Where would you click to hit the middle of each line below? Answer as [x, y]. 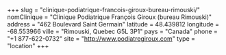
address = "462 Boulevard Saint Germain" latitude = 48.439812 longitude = [113, 24]
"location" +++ [28, 46]
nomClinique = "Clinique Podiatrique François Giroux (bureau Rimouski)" [110, 17]
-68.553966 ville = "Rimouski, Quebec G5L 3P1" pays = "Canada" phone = [112, 31]
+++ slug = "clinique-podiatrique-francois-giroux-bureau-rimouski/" [103, 10]
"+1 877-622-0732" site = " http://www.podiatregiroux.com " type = [101, 39]
